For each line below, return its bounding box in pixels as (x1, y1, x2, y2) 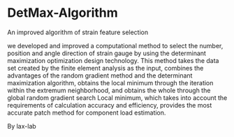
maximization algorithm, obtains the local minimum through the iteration (7, 78, 214, 87)
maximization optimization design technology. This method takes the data (7, 56, 219, 64)
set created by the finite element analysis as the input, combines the (7, 64, 204, 72)
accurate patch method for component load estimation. (7, 108, 166, 117)
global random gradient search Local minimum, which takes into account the (7, 93, 228, 102)
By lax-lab (7, 122, 36, 130)
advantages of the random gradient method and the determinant (7, 71, 193, 80)
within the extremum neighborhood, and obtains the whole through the (7, 86, 211, 94)
